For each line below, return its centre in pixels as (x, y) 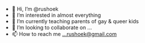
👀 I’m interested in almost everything (56, 15)
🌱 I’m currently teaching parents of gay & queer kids (75, 21)
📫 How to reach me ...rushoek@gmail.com (64, 34)
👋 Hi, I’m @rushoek (35, 9)
